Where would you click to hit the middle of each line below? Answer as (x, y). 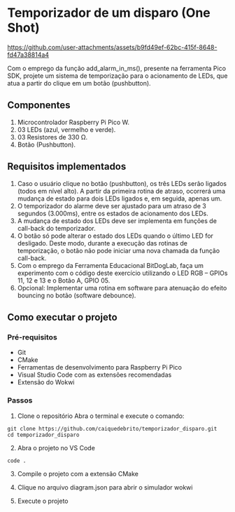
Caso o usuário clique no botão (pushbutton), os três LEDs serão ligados (122, 183)
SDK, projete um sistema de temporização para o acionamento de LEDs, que (117, 76)
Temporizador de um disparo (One (109, 13)
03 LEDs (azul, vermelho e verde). (66, 129)
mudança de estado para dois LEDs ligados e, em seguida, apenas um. (120, 198)
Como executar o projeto (62, 317)
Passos (20, 400)
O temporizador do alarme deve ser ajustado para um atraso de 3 (112, 206)
